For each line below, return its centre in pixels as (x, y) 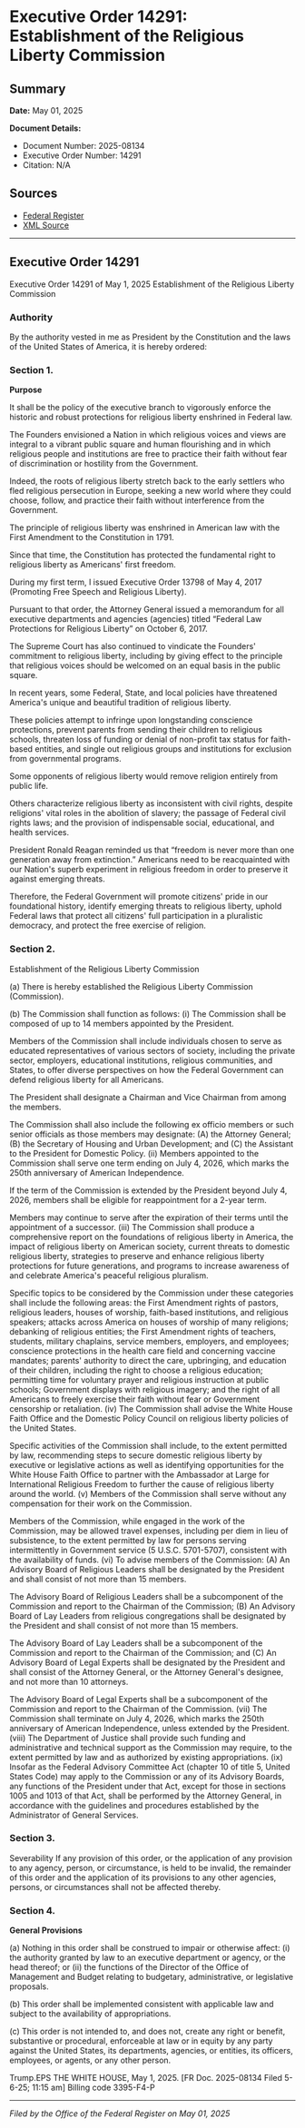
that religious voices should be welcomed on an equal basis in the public (145, 665)
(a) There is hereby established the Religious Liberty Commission (132, 986)
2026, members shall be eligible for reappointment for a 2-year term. (138, 1199)
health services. (39, 832)
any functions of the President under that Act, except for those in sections (148, 1786)
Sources (34, 194)
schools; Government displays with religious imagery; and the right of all (145, 1389)
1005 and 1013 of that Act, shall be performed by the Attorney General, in (146, 1796)
